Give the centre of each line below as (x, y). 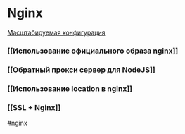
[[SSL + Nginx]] (34, 107)
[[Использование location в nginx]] (70, 88)
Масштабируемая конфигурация (56, 32)
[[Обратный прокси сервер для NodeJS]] (82, 70)
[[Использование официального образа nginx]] (93, 51)
